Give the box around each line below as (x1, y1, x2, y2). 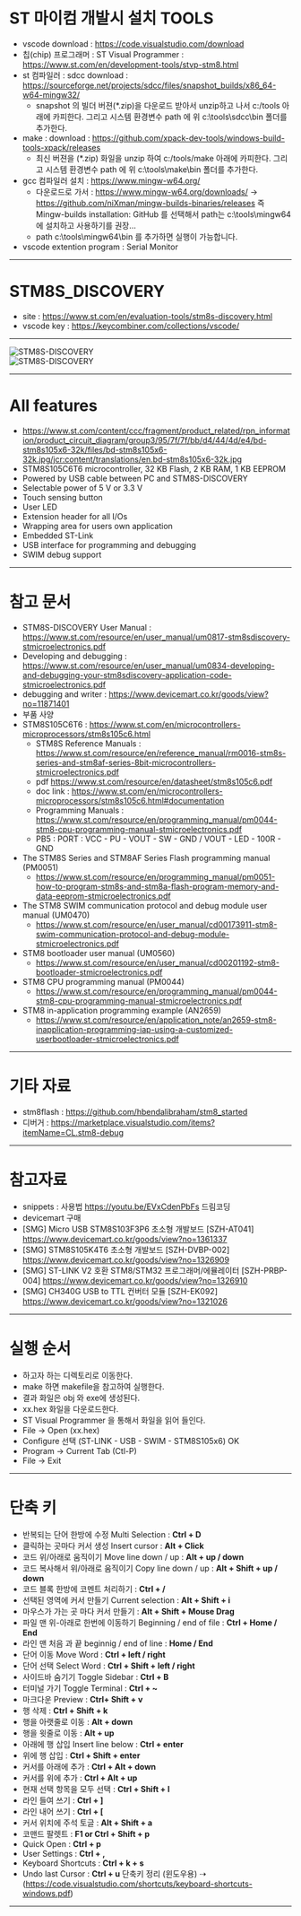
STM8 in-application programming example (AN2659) (21, 1005, 222, 1015)
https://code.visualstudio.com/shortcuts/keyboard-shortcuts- (25, 1878, 254, 1889)
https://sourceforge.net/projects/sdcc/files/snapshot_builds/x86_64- (21, 80, 277, 91)
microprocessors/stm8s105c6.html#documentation (35, 795, 225, 806)
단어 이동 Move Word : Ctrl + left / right (21, 1649, 166, 1659)
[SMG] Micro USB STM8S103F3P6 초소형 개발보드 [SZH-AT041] (21, 1224, 254, 1234)
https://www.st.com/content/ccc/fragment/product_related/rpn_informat (21, 425, 290, 436)
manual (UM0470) (21, 910, 90, 920)
